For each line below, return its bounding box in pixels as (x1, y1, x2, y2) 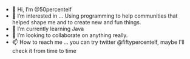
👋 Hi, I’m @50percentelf (12, 6, 72, 13)
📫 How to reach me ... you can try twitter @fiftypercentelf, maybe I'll (12, 38, 185, 46)
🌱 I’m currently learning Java (12, 25, 84, 32)
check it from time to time (12, 47, 77, 54)
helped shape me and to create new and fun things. (12, 19, 141, 26)
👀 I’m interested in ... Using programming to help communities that (12, 12, 178, 19)
